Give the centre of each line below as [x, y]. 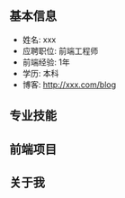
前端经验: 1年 [46, 62]
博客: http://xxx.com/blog [69, 85]
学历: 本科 [40, 73]
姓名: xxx [39, 40]
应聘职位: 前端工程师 [60, 50]
